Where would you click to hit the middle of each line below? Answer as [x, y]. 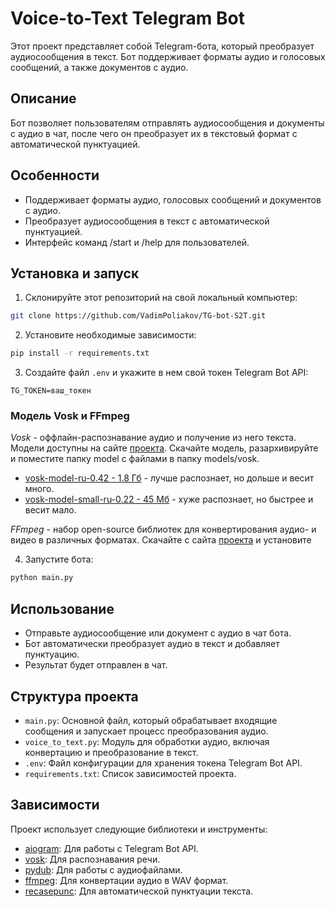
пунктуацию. [52, 654]
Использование [62, 608]
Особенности [55, 175]
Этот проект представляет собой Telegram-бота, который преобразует [162, 46]
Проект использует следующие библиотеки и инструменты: [139, 829]
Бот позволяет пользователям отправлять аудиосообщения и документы [167, 123]
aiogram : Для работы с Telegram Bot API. [111, 848]
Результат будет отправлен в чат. [96, 665]
